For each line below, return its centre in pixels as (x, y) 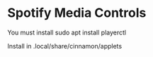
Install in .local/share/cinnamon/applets (65, 46)
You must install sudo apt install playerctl (67, 32)
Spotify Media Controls (77, 13)
